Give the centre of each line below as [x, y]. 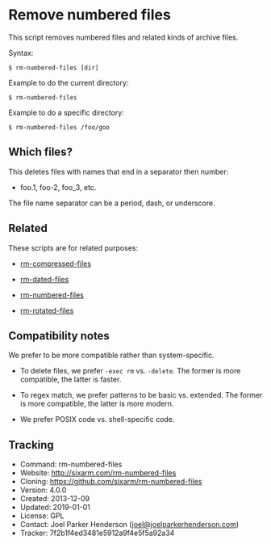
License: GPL [42, 516]
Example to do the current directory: [69, 82]
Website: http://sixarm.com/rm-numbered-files [98, 473]
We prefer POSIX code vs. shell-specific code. [97, 420]
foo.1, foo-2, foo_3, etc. [58, 187]
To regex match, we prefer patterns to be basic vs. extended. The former [141, 395]
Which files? [40, 152]
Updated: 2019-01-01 [55, 508]
